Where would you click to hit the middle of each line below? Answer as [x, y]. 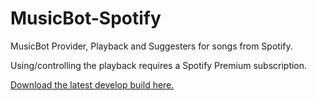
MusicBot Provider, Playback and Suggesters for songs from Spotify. [151, 46]
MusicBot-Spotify [86, 18]
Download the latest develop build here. [92, 84]
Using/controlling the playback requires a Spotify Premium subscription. [159, 65]
